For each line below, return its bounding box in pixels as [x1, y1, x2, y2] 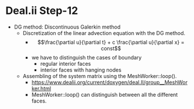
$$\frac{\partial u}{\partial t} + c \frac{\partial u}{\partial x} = [37, 38, 185, 45]
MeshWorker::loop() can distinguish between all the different [31, 91, 178, 98]
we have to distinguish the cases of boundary [31, 54, 142, 61]
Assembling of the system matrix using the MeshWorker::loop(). [22, 72, 177, 79]
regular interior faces [40, 60, 91, 67]
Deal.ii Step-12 [5, 4, 79, 17]
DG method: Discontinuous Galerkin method [13, 23, 121, 30]
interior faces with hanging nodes [40, 66, 121, 73]
